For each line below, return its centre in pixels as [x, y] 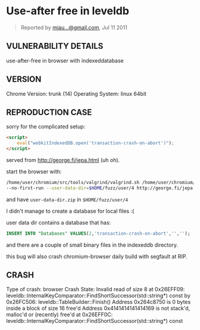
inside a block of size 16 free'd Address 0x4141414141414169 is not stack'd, [98, 309]
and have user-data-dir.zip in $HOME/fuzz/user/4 [67, 199]
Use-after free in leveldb [68, 11]
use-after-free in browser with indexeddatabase [65, 60]
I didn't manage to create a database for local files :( [70, 211]
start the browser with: [34, 172]
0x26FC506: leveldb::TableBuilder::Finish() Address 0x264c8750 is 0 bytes [99, 302]
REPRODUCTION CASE [49, 112]
